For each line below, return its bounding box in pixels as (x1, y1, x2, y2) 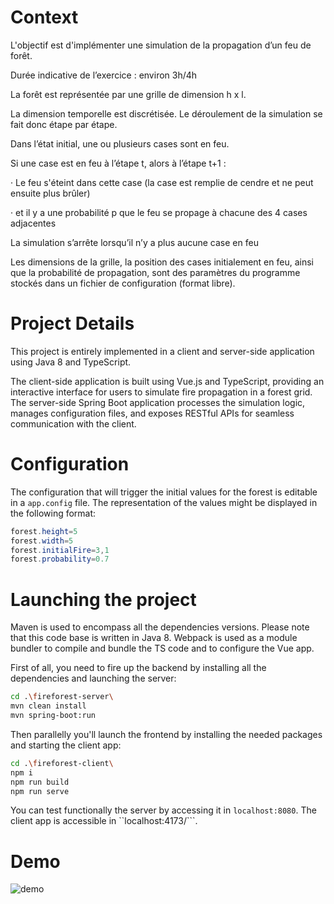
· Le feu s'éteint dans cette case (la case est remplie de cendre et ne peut (10, 176, 314, 188)
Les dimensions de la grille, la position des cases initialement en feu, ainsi (10, 256, 314, 268)
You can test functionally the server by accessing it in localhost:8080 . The (10, 804, 317, 816)
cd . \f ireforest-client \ (10, 758, 114, 768)
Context (10, 6, 79, 29)
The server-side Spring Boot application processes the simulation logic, (10, 396, 306, 408)
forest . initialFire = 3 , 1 (10, 545, 110, 555)
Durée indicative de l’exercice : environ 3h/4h (10, 69, 198, 81)
